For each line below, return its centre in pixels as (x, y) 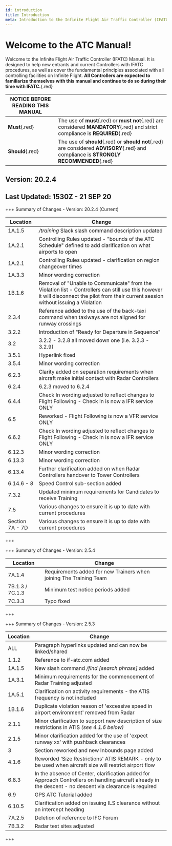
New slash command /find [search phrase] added (94, 668)
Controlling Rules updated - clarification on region (99, 260)
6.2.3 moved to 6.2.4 (64, 387)
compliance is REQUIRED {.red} (95, 133)
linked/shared (51, 651)
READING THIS (30, 106)
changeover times (60, 266)
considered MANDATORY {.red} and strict (108, 127)
